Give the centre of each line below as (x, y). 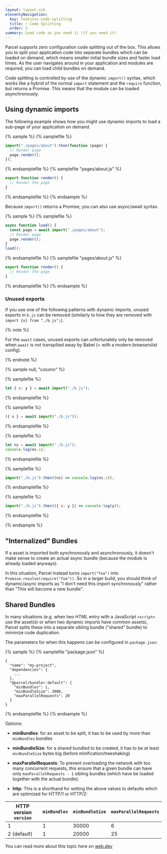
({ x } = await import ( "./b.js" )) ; (42, 417)
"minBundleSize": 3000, (39, 691)
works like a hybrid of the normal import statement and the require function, (83, 83)
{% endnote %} (21, 360)
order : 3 (19, 28)
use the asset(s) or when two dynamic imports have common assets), (77, 622)
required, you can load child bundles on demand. (55, 68)
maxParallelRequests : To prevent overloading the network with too (81, 763)
